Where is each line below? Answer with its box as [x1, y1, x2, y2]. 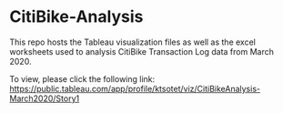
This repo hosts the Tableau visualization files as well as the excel [9, 36, 257, 47]
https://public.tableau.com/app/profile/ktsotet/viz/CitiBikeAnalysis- [9, 83, 261, 94]
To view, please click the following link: [9, 73, 156, 84]
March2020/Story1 [9, 93, 80, 104]
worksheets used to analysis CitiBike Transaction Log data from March [9, 46, 275, 56]
